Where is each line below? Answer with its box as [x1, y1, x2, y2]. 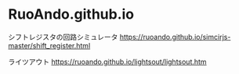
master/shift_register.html [8, 41, 91, 50]
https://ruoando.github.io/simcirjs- [119, 32, 231, 41]
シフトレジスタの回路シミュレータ [8, 32, 118, 41]
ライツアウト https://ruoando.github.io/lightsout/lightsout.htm [8, 57, 207, 66]
